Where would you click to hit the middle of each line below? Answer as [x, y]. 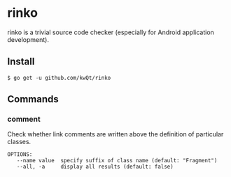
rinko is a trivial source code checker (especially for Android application [111, 32]
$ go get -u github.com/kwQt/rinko [59, 78]
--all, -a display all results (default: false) [95, 167]
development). [28, 39]
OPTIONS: [20, 155]
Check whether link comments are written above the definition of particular [115, 134]
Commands [33, 99]
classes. [19, 142]
